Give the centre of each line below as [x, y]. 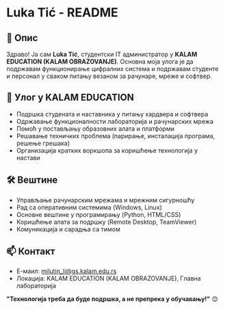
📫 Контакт [31, 251]
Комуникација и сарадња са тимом [68, 229]
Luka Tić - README [63, 13]
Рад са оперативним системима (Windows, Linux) [89, 207]
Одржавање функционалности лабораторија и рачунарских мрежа [115, 121]
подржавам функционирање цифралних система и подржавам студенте [112, 69]
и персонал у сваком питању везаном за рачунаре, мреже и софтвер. [109, 76]
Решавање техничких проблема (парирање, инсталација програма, [116, 135]
